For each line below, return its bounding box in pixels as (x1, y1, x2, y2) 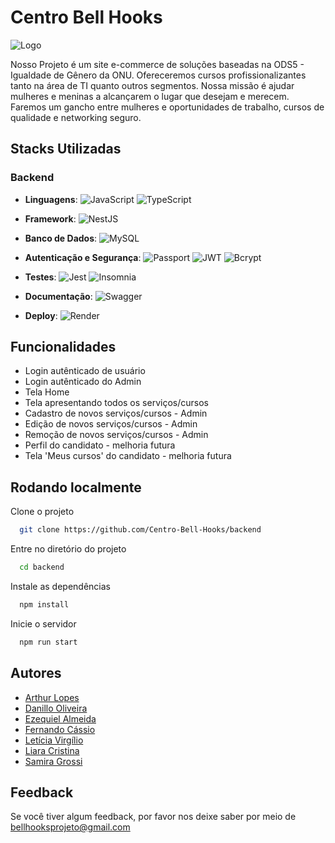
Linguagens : (24, 193, 78, 205)
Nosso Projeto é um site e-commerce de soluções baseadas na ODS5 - (10, 58, 305, 70)
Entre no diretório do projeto (10, 543, 127, 555)
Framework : (24, 212, 77, 225)
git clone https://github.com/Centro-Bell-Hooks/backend (19, 525, 262, 535)
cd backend (19, 562, 65, 573)
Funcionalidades (10, 339, 117, 356)
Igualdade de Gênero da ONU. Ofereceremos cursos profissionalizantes (10, 69, 307, 81)
